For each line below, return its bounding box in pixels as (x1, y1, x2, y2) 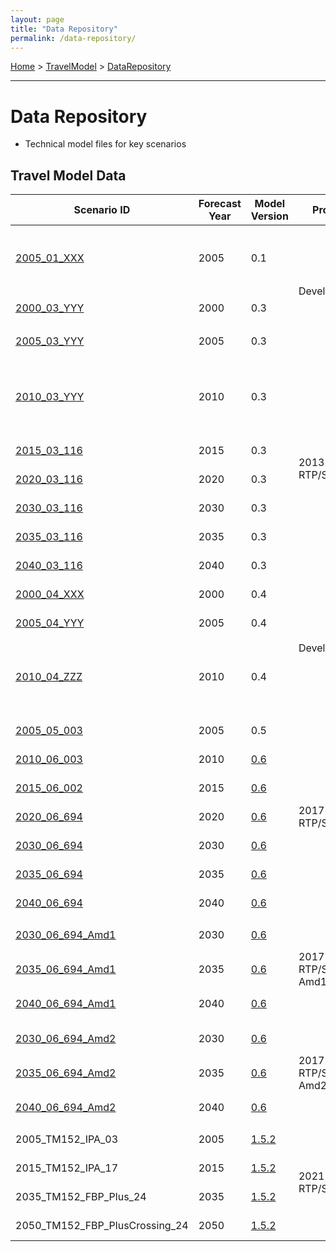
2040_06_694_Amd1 (15, 997, 117, 1011)
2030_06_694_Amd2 (15, 1031, 117, 1045)
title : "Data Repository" (10, 24, 118, 34)
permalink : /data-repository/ (10, 33, 137, 43)
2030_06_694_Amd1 (15, 927, 117, 941)
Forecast (198, 197, 242, 211)
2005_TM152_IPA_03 (15, 1132, 119, 1146)
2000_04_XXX (15, 587, 85, 601)
